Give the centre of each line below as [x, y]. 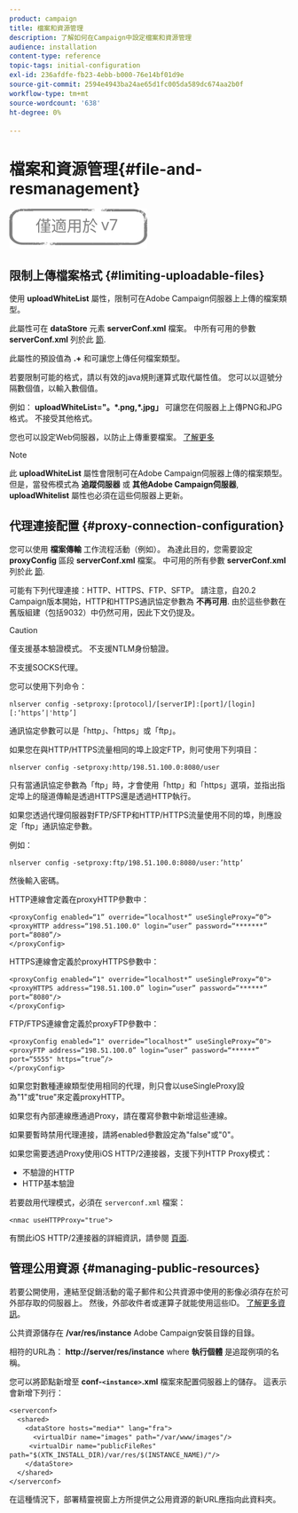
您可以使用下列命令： [48, 686]
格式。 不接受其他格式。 [53, 418]
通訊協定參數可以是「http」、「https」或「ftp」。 [95, 730]
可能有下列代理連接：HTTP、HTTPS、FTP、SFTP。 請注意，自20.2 [133, 590]
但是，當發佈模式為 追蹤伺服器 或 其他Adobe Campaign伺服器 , [124, 484]
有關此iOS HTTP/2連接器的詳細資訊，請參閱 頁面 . [99, 1238]
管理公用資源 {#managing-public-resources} [135, 1268]
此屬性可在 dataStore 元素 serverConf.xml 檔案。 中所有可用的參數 [133, 328]
